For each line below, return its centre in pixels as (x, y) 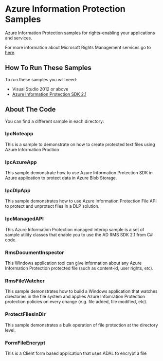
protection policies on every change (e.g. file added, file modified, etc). (76, 302)
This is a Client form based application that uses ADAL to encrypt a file (76, 353)
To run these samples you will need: (41, 79)
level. (10, 330)
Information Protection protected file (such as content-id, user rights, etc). (79, 268)
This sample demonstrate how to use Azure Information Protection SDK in (79, 173)
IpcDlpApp (18, 191)
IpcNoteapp (19, 134)
